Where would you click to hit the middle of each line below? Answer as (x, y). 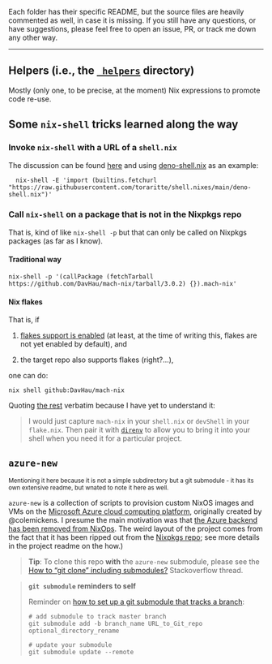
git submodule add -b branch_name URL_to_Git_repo (115, 624)
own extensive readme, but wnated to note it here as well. (89, 488)
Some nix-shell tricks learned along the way (123, 125)
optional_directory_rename (74, 631)
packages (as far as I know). (56, 241)
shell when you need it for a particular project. (105, 438)
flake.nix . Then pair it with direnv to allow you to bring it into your (139, 430)
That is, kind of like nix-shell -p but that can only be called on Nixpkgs (127, 232)
